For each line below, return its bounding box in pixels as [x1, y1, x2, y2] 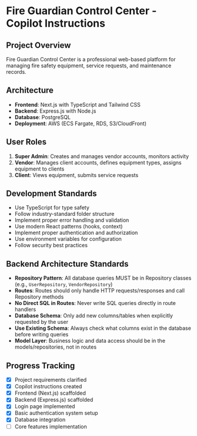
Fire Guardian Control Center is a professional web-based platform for [6, 56, 176, 63]
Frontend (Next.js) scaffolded [14, 389, 86, 396]
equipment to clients [14, 165, 65, 172]
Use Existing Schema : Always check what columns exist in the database [14, 324, 191, 332]
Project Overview [6, 40, 71, 50]
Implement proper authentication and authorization [14, 229, 138, 237]
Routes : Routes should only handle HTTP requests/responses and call [14, 287, 185, 294]
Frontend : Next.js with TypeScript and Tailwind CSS [14, 101, 141, 108]
